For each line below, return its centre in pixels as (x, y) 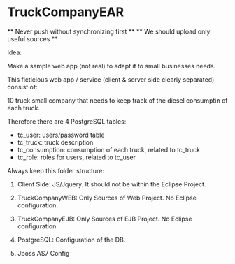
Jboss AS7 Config (43, 253)
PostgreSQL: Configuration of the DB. (71, 240)
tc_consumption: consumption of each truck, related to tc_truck (109, 149)
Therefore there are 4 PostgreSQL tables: (67, 121)
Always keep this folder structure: (56, 170)
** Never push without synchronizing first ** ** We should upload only (109, 31)
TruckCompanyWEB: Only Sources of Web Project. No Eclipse (107, 198)
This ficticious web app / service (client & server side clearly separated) (111, 79)
